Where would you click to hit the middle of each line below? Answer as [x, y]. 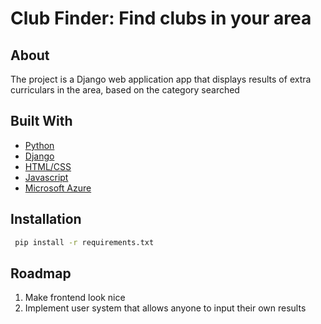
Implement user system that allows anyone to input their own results [165, 308]
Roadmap [41, 273]
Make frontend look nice [75, 298]
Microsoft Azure [58, 188]
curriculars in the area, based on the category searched [125, 90]
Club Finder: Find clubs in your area [161, 18]
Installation [46, 219]
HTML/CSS [48, 166]
